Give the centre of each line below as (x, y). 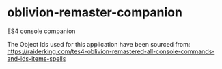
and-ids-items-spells (37, 58)
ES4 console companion (41, 31)
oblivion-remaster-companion (95, 13)
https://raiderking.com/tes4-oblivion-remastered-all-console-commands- (111, 51)
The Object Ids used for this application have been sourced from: (99, 44)
